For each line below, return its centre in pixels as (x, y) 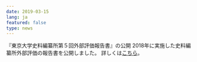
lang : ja (17, 17)
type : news (20, 28)
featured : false (26, 22)
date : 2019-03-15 (28, 12)
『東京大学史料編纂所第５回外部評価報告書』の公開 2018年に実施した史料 (96, 45)
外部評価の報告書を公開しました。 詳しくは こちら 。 (80, 53)
